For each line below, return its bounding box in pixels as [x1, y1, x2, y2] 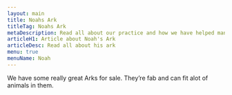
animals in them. [7, 81, 54, 89]
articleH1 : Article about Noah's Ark [7, 36, 116, 43]
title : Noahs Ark [7, 17, 57, 23]
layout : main [7, 10, 45, 17]
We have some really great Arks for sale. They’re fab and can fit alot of [7, 74, 209, 82]
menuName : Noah [7, 55, 51, 62]
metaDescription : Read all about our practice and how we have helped [7, 29, 215, 36]
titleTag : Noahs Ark [7, 23, 67, 30]
